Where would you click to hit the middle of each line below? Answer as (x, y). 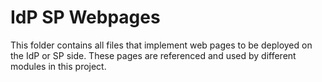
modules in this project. (58, 66)
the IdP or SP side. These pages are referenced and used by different (153, 55)
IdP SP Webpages (85, 17)
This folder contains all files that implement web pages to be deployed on (161, 45)
